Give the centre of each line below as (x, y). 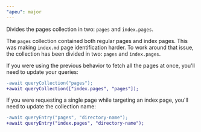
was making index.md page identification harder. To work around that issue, (100, 47)
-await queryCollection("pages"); (50, 83)
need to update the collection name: (51, 107)
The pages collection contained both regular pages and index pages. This (97, 41)
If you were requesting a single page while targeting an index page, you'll (97, 100)
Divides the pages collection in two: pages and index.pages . (80, 29)
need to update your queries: (42, 72)
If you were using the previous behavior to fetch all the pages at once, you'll (101, 65)
